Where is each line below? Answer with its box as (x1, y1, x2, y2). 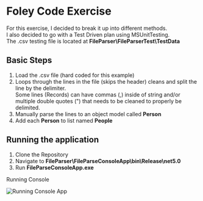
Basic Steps (6, 55, 52, 65)
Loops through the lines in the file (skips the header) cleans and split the (15, 78, 197, 85)
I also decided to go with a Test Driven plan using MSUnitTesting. (6, 31, 170, 38)
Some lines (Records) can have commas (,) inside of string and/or (15, 90, 181, 98)
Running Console (6, 175, 50, 183)
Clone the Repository (15, 151, 69, 158)
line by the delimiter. (15, 84, 66, 92)
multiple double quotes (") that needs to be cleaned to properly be (15, 97, 182, 104)
